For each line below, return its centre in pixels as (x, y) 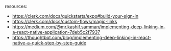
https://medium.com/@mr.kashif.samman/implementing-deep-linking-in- (89, 27)
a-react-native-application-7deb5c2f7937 (56, 32)
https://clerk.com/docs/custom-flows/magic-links (65, 21)
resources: (16, 6)
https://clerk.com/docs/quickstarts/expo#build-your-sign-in (75, 16)
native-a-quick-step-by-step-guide (49, 43)
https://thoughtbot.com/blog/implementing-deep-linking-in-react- (82, 37)
